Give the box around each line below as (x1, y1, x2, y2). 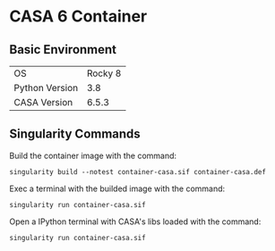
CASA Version (13, 96, 73, 108)
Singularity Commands (9, 127, 141, 142)
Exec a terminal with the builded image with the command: (9, 183, 226, 194)
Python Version (13, 82, 79, 94)
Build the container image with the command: (9, 150, 177, 161)
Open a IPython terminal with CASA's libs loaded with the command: (9, 216, 262, 227)
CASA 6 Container (9, 6, 148, 27)
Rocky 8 (86, 67, 122, 79)
